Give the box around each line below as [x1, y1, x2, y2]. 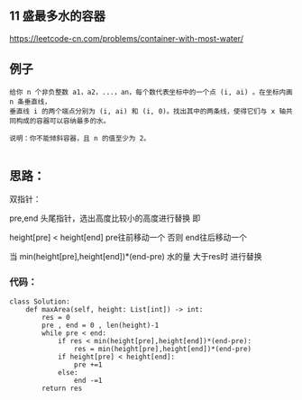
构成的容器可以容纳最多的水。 [15, 116, 111, 125]
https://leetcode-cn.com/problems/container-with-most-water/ [9, 32, 243, 43]
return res [41, 384, 83, 393]
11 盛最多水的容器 [9, 8, 106, 24]
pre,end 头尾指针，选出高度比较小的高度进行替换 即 [9, 213, 201, 223]
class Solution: [9, 296, 70, 306]
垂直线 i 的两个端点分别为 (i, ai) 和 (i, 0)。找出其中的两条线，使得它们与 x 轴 [9, 106, 287, 115]
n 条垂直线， [9, 97, 51, 106]
